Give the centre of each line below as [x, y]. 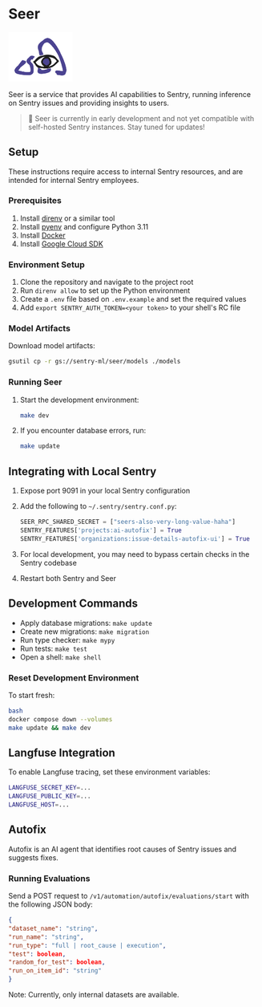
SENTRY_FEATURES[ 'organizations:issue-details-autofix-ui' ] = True [135, 538]
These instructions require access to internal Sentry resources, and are [126, 171]
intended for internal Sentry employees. [74, 180]
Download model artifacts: [52, 346]
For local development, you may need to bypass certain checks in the [135, 554]
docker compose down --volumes [60, 719]
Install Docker [42, 235]
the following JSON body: [51, 904]
